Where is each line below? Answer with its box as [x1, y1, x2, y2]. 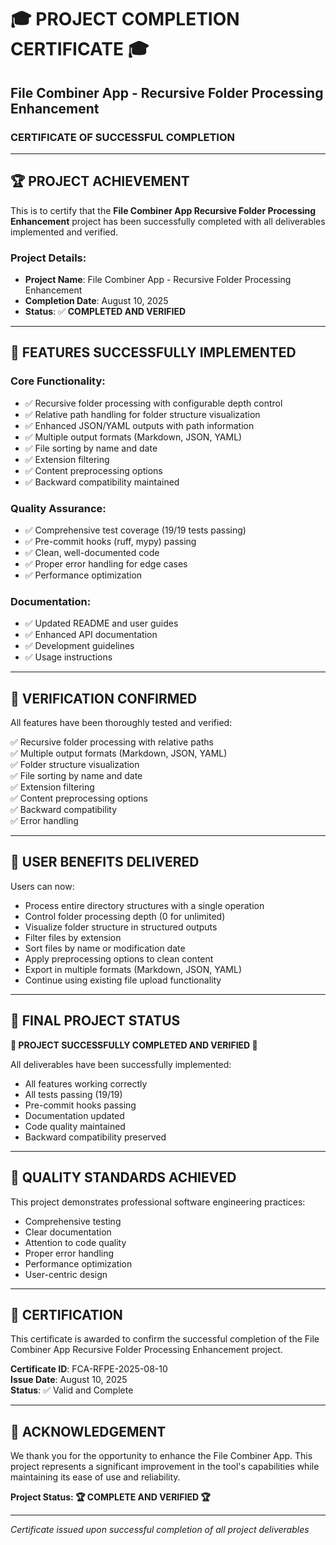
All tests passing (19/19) [24, 1088, 123, 1100]
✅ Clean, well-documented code [24, 546, 160, 558]
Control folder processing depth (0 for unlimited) [24, 910, 226, 922]
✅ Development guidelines [24, 640, 135, 652]
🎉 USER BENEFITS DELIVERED [10, 854, 200, 871]
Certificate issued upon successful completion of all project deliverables [10, 1524, 310, 1536]
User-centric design [24, 1268, 108, 1280]
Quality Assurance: [10, 501, 107, 515]
